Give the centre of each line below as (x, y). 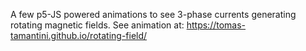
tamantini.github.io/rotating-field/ (79, 35)
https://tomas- (216, 25)
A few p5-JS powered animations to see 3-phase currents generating (153, 14)
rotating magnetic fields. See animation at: (97, 25)
